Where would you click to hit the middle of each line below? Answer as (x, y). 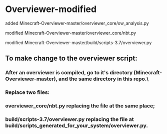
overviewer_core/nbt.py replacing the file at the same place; (80, 106)
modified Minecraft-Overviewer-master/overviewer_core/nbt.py (71, 33)
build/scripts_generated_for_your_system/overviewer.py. (77, 125)
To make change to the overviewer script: (71, 58)
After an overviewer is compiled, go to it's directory (69, 73)
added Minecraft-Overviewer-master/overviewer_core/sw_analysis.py (77, 23)
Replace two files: (27, 92)
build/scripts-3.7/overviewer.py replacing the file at (69, 119)
